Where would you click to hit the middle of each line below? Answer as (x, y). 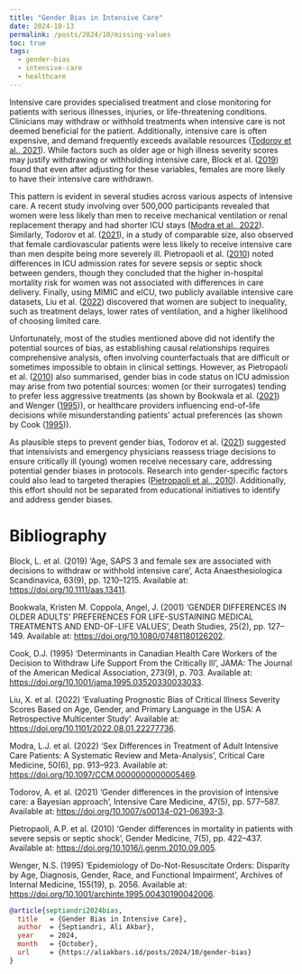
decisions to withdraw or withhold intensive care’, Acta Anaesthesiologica (146, 570)
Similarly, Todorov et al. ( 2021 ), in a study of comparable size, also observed (151, 234)
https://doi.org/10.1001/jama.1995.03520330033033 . (107, 682)
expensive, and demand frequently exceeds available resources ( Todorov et (151, 140)
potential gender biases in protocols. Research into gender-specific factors (149, 471)
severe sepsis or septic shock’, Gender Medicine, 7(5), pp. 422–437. (136, 838)
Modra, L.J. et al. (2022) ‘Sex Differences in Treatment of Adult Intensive (144, 746)
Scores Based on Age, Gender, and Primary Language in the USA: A (135, 709)
